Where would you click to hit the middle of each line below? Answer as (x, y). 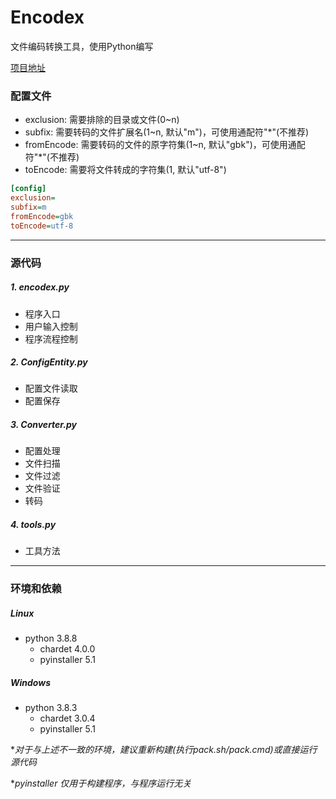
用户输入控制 (51, 326)
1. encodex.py (40, 287)
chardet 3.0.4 (67, 718)
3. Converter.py (43, 425)
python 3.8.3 (51, 708)
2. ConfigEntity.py (49, 362)
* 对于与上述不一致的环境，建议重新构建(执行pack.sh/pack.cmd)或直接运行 (164, 750)
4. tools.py (33, 525)
